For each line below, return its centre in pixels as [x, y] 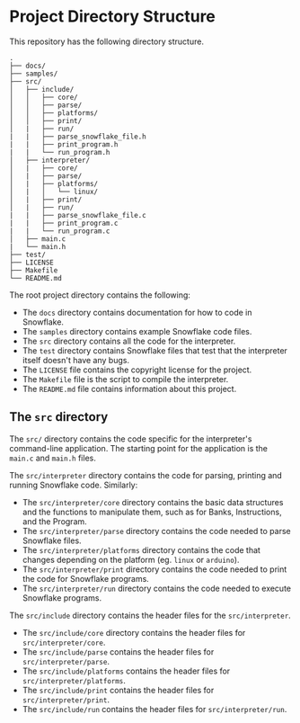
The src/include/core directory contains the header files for [134, 632]
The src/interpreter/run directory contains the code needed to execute [157, 588]
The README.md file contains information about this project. [129, 388]
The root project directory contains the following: [100, 295]
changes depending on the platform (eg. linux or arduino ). [131, 559]
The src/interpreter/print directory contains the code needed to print [154, 569]
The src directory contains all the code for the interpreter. [129, 341]
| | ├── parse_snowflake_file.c [78, 215]
